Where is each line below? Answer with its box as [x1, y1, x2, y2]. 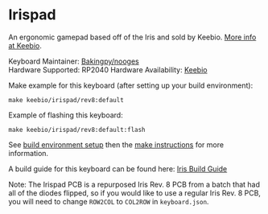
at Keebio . [8, 40, 42, 50]
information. [8, 148, 49, 158]
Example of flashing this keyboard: [8, 110, 123, 120]
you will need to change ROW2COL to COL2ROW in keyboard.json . [8, 196, 209, 206]
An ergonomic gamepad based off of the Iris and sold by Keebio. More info [8, 32, 257, 42]
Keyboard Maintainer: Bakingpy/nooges [8, 56, 139, 66]
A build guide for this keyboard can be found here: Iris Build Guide [8, 163, 228, 174]
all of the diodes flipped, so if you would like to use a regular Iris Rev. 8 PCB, [8, 187, 262, 198]
